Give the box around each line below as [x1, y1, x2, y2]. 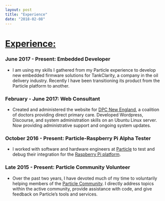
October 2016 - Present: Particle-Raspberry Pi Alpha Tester [5, 135, 151, 142]
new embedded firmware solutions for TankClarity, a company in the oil [12, 72, 159, 78]
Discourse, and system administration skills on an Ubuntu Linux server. [12, 117, 157, 123]
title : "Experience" [5, 12, 48, 17]
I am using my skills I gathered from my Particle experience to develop [12, 67, 156, 73]
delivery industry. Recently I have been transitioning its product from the [12, 78, 160, 84]
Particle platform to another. [12, 83, 70, 89]
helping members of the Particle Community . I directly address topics [12, 180, 154, 187]
